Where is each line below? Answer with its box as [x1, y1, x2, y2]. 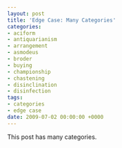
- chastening [7, 74, 45, 82]
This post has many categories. [7, 133, 97, 141]
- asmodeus [7, 49, 39, 56]
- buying [7, 62, 33, 69]
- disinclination [7, 81, 58, 88]
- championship [7, 68, 51, 75]
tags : [7, 94, 23, 101]
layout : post [7, 10, 45, 17]
